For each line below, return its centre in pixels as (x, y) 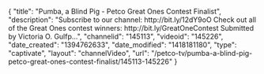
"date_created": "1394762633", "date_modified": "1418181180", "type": (123, 45)
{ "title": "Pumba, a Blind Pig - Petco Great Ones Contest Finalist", (115, 11)
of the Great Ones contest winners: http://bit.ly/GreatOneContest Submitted (131, 28)
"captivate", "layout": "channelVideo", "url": (79, 53)
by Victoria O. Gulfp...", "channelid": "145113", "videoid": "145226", (116, 36)
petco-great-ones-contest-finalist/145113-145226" (90, 61)
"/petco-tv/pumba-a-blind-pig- (202, 53)
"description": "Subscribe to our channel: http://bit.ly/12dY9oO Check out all (132, 20)
